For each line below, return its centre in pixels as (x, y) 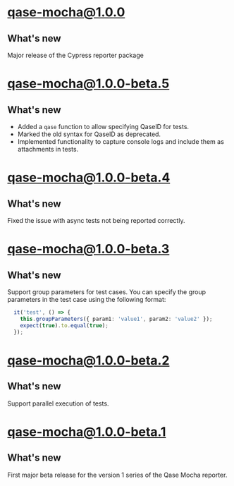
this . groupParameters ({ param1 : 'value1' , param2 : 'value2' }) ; (116, 319)
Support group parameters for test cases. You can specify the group (107, 292)
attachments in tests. (48, 149)
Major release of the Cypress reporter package (76, 55)
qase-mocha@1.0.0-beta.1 (87, 432)
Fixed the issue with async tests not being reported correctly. (96, 220)
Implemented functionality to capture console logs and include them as (121, 141)
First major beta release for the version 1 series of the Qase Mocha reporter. (117, 475)
